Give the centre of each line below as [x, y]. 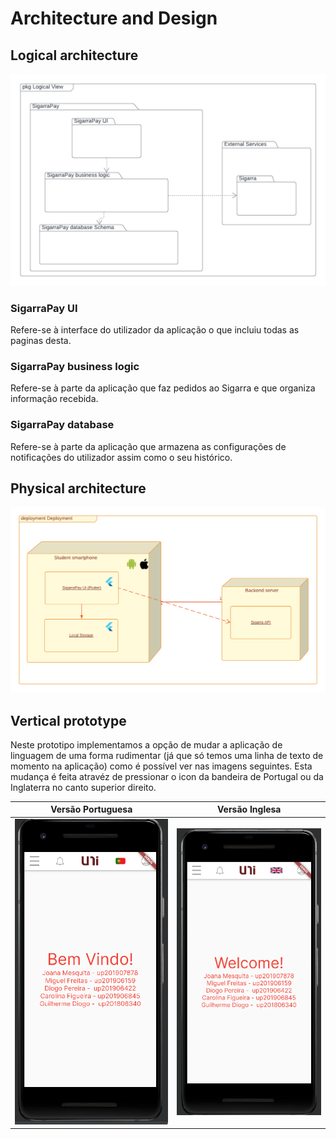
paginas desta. [41, 340]
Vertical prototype [68, 720]
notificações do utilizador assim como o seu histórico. [121, 457]
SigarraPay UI [44, 308]
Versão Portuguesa [91, 809]
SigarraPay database [62, 425]
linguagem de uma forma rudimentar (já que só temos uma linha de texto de [167, 755]
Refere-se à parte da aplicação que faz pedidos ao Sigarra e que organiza [163, 388]
